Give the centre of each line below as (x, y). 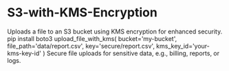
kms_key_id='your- (183, 46)
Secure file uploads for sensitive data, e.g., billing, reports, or (133, 53)
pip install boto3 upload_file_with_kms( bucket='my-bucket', (92, 38)
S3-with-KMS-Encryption (83, 13)
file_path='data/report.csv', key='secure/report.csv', (81, 46)
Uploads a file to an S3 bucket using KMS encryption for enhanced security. (115, 31)
